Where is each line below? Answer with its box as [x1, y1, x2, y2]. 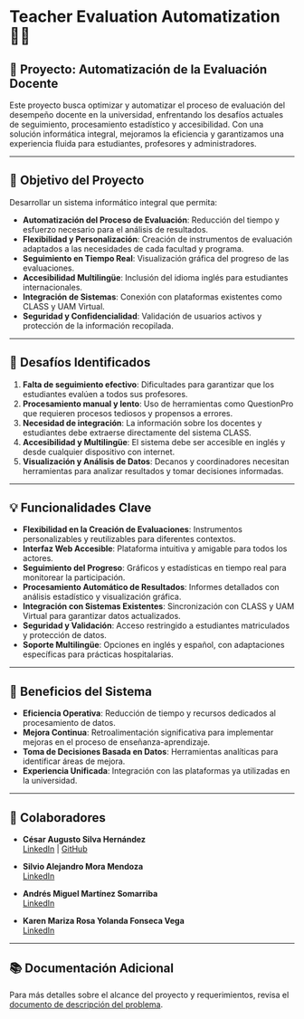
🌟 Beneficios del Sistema [9, 683, 152, 699]
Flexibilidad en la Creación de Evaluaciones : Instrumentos [22, 524, 242, 535]
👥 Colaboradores [9, 810, 107, 825]
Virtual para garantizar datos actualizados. [22, 611, 181, 622]
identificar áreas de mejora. [22, 756, 126, 767]
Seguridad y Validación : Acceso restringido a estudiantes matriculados [22, 620, 290, 631]
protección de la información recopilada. [22, 319, 174, 331]
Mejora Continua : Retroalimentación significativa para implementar [22, 727, 274, 738]
